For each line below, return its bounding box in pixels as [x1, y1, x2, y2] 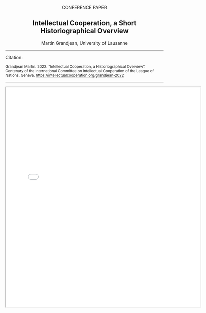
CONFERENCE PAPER [62, 5, 107, 10]
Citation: [5, 54, 23, 60]
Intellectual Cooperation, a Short [32, 19, 137, 27]
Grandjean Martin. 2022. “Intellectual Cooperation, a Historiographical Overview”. [5, 64, 146, 69]
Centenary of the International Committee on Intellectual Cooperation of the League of [5, 68, 154, 73]
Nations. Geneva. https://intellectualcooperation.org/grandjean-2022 [5, 73, 124, 78]
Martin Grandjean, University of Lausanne [41, 40, 128, 46]
